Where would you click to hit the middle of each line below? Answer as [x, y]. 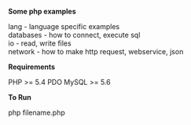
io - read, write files [40, 43]
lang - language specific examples [64, 26]
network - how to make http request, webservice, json [96, 51]
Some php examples [42, 11]
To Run [20, 97]
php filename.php [37, 112]
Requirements [32, 67]
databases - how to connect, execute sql [74, 35]
